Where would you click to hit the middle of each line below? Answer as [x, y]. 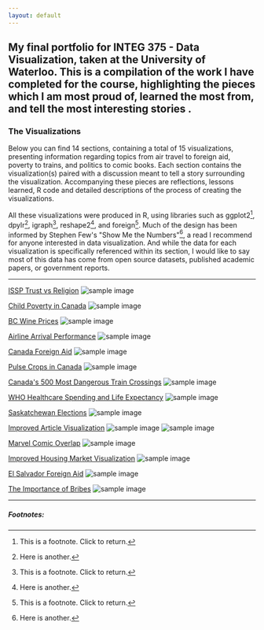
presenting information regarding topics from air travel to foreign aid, [119, 157]
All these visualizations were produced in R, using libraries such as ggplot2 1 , [132, 215]
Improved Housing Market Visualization [72, 458]
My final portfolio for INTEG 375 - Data [104, 48]
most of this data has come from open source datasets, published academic [132, 260]
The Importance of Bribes [50, 489]
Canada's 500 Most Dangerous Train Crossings [85, 382]
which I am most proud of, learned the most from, [131, 96]
